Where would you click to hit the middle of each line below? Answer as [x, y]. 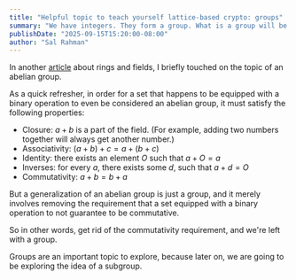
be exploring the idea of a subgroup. [76, 266]
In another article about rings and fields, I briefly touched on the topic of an [146, 67]
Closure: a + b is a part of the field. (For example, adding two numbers [150, 130]
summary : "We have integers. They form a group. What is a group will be [148, 26]
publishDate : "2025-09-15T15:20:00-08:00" [89, 34]
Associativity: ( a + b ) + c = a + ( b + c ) [90, 149]
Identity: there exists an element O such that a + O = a [121, 158]
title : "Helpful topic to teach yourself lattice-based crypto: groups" [146, 17]
